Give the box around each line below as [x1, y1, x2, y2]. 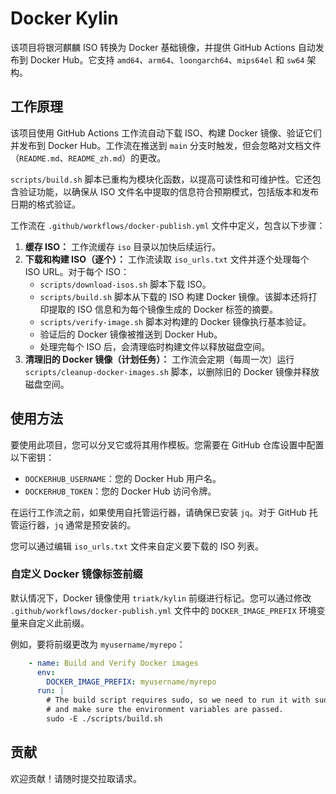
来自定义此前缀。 [18, 617, 90, 629]
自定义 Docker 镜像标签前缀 [10, 567, 143, 581]
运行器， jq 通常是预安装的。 [18, 518, 137, 531]
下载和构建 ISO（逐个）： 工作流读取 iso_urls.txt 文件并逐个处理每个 [24, 253, 310, 265]
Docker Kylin [10, 7, 119, 30]
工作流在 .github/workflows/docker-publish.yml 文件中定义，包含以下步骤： [10, 219, 326, 231]
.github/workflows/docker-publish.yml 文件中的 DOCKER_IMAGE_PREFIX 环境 [10, 604, 317, 616]
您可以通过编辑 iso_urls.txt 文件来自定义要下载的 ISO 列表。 [10, 540, 265, 552]
